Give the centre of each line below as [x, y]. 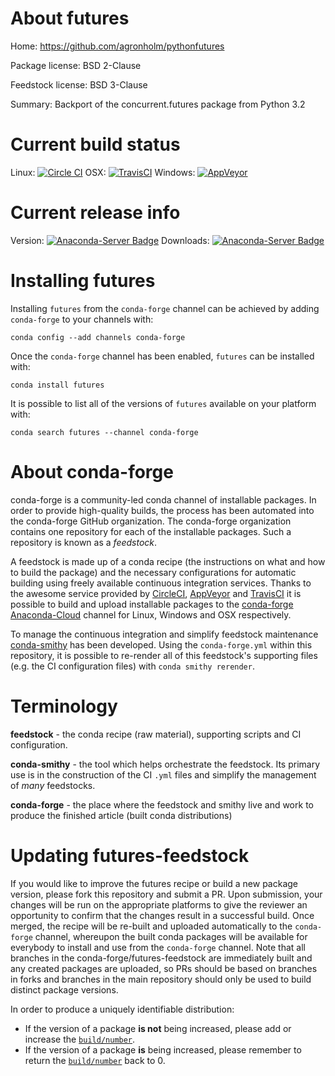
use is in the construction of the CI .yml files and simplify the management [163, 774]
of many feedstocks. [53, 785]
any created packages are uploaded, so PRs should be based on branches [164, 968]
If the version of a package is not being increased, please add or [158, 1028]
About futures [70, 18]
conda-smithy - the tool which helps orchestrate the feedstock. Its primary [165, 764]
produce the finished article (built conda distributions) [121, 815]
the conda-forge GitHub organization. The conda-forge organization [151, 521]
